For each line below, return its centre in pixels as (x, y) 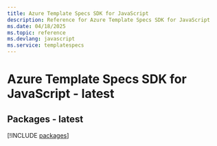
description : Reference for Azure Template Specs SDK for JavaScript (109, 20)
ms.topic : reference (37, 33)
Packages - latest (45, 119)
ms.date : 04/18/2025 (37, 26)
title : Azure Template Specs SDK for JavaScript (78, 13)
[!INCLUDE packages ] (38, 135)
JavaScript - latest (61, 94)
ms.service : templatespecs (46, 45)
